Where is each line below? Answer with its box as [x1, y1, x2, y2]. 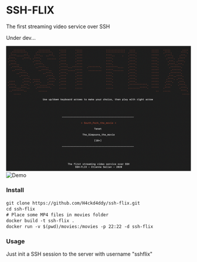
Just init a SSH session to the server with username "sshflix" [6, 250, 153, 258]
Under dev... [6, 34, 36, 41]
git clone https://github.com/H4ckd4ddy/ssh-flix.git [6, 200, 141, 206]
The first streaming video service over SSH [6, 23, 110, 30]
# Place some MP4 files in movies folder [6, 212, 109, 217]
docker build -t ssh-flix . [6, 217, 75, 223]
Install [6, 186, 25, 194]
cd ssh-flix [6, 206, 35, 212]
